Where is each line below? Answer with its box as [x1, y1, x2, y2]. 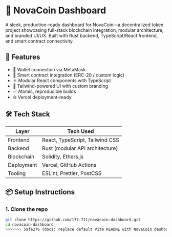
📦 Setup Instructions [5, 187, 75, 196]
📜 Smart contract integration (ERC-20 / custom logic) [12, 72, 124, 78]
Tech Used [67, 128, 94, 135]
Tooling [8, 169, 26, 176]
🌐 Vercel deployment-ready [12, 94, 72, 100]
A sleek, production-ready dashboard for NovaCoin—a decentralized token [5, 22, 164, 28]
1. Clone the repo [5, 205, 48, 212]
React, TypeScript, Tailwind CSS [41, 136, 119, 143]
